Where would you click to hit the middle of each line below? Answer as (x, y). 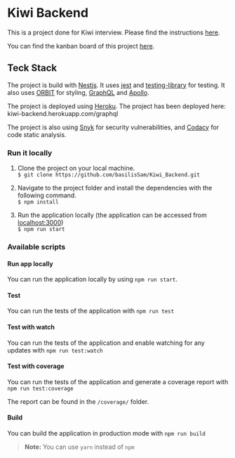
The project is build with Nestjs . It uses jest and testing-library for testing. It (116, 85)
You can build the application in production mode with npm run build (106, 433)
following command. (47, 195)
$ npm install (38, 202)
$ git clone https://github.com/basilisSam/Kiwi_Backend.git (109, 175)
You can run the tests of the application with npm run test (91, 311)
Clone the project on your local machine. (76, 168)
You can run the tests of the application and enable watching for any (106, 343)
